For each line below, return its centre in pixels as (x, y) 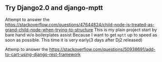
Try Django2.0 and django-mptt (54, 8)
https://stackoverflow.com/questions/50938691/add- (102, 49)
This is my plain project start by (126, 30)
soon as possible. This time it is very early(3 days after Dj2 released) (74, 40)
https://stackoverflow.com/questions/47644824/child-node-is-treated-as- (80, 25)
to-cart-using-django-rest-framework (43, 54)
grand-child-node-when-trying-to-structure (49, 30)
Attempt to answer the (27, 19)
